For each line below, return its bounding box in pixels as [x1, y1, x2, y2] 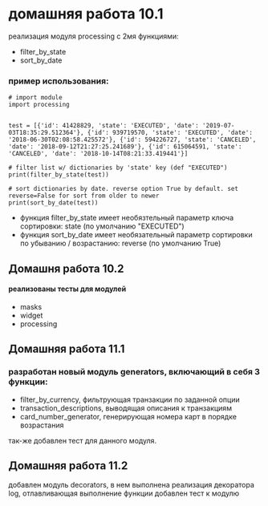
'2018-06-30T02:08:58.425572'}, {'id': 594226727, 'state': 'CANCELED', [8, 136, 257, 144]
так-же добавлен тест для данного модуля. [8, 435, 157, 445]
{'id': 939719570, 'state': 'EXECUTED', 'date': [87, 129, 253, 137]
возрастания [19, 420, 64, 430]
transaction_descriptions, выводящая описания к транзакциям [19, 403, 233, 413]
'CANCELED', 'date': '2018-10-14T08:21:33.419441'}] [8, 150, 189, 158]
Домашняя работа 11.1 [8, 342, 125, 356]
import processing [8, 101, 70, 109]
